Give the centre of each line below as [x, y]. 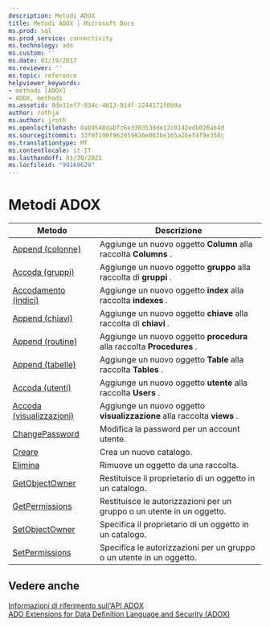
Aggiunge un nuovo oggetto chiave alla [174, 313]
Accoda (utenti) [42, 388]
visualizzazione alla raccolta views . [169, 416]
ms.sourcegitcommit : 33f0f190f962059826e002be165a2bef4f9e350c [117, 135]
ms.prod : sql [30, 31]
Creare [25, 453]
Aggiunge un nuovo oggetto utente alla [173, 383]
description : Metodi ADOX [51, 16]
